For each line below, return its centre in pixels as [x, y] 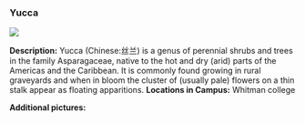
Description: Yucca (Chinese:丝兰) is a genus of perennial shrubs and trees [151, 51]
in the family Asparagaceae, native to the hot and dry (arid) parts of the [143, 61]
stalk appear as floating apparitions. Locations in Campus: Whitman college [152, 90]
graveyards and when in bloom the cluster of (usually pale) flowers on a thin [152, 80]
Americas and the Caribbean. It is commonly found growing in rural [135, 71]
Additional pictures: [48, 107]
